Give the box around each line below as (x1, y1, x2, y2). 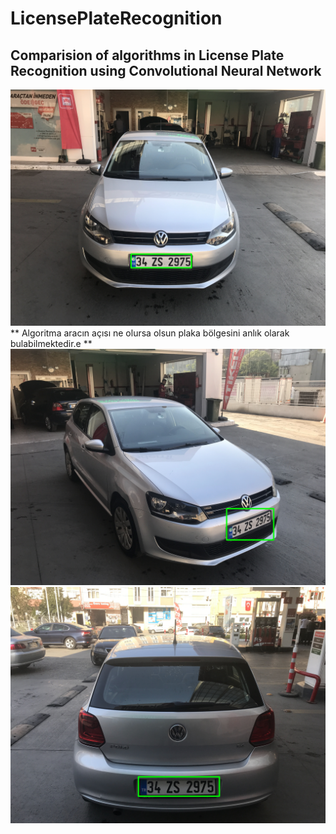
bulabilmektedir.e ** (10, 338, 93, 349)
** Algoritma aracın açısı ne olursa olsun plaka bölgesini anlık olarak (10, 327, 290, 339)
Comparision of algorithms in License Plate (10, 47, 285, 64)
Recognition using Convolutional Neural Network (10, 62, 322, 79)
